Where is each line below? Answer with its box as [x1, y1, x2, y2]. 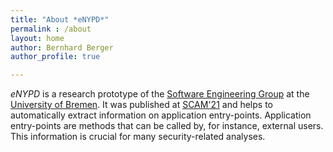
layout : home [10, 33, 65, 43]
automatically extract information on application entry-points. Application [10, 109, 312, 121]
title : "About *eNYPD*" [10, 14, 110, 25]
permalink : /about [10, 24, 92, 34]
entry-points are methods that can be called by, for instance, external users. [10, 120, 324, 132]
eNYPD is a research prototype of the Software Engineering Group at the [10, 88, 310, 100]
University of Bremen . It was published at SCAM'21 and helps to [10, 99, 273, 111]
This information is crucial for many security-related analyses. [10, 131, 266, 143]
